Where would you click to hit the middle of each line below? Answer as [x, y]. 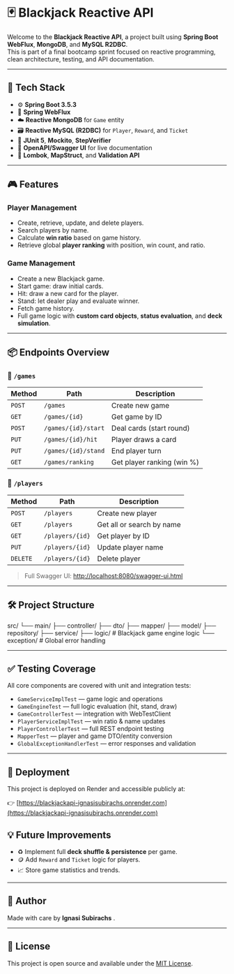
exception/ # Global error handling [56, 640]
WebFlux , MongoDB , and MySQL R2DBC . [68, 44]
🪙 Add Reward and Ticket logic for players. [79, 859]
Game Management [41, 263]
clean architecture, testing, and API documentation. [81, 59]
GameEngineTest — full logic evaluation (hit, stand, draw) [97, 707]
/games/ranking [69, 462]
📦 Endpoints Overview [58, 353]
